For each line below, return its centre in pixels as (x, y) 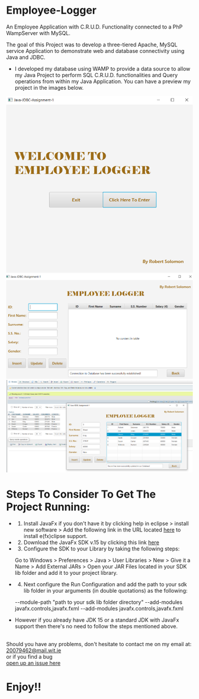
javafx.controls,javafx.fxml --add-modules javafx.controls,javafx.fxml (99, 609)
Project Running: (48, 507)
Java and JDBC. (26, 57)
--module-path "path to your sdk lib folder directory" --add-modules (98, 602)
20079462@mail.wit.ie (34, 650)
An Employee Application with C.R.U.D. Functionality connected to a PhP (94, 27)
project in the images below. (49, 87)
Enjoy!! (24, 687)
